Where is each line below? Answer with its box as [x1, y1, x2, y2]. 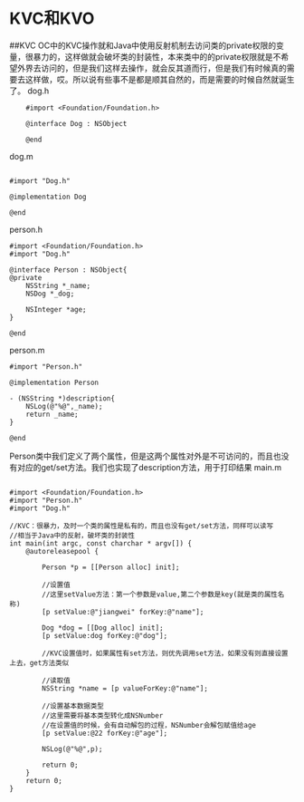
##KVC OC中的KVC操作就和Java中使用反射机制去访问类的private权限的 [9, 40, 277, 51]
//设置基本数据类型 [42, 701, 104, 710]
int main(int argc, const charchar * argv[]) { [9, 538, 193, 548]
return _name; [25, 410, 79, 419]
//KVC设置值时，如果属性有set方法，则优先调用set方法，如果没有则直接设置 [42, 649, 289, 658]
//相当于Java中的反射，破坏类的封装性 [9, 531, 136, 540]
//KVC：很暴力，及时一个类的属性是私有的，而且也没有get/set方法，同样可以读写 [9, 521, 274, 530]
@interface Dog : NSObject [25, 119, 128, 128]
